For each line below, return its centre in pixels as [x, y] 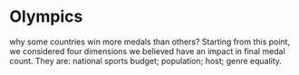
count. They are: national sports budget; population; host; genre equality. [146, 61]
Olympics [46, 17]
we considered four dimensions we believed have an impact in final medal [147, 51]
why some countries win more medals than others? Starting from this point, [150, 42]
